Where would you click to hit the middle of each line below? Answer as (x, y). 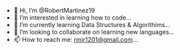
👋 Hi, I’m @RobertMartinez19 (54, 10)
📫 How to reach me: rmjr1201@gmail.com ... (76, 40)
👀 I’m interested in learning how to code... (72, 18)
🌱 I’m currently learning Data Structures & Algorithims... (92, 25)
